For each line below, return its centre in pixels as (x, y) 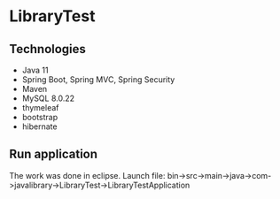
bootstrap (40, 117)
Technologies (48, 49)
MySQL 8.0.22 (48, 98)
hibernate (39, 126)
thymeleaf (40, 107)
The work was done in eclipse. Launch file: (87, 175)
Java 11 (35, 70)
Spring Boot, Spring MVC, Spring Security (98, 80)
